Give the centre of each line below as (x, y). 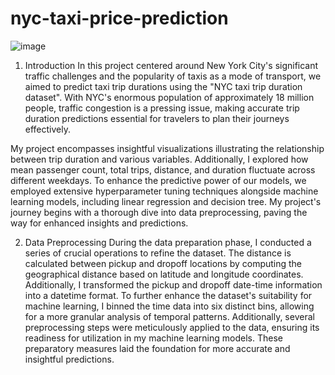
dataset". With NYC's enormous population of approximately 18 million (169, 97)
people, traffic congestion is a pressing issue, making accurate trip (162, 108)
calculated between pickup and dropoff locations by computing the (163, 263)
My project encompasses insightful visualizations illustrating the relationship (167, 148)
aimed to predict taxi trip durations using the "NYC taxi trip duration (163, 86)
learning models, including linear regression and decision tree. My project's (166, 201)
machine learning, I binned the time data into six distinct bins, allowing (169, 306)
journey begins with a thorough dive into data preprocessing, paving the (159, 212)
